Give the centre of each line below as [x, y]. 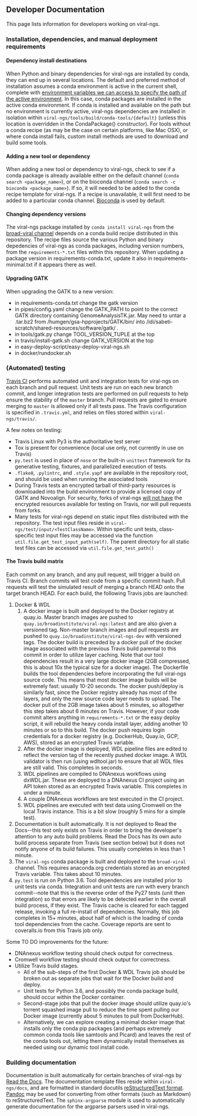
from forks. [28, 510]
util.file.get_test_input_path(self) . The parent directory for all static [102, 541]
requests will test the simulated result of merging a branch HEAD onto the [95, 587]
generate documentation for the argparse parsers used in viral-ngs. [88, 1107]
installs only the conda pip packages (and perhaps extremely [97, 1029]
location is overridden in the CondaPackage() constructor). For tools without [98, 124]
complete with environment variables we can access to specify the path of [96, 92]
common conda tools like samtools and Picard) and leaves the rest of [107, 1035]
